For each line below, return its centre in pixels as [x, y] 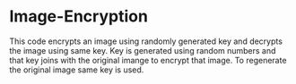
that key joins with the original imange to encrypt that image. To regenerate [148, 60]
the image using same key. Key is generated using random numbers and [143, 50]
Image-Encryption [78, 17]
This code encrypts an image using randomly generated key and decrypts [146, 41]
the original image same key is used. [77, 70]
